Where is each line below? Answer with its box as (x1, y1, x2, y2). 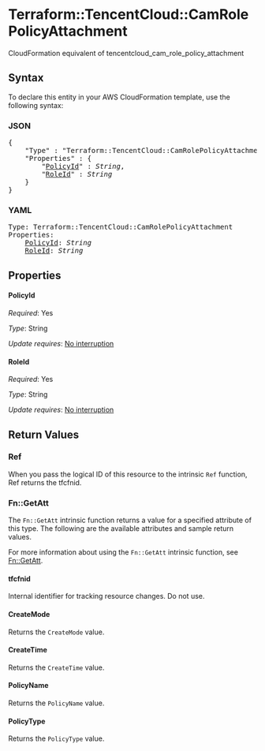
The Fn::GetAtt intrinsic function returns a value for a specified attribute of (8, 515, 252, 525)
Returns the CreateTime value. (8, 663, 105, 672)
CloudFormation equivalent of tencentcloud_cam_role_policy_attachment (8, 48, 244, 58)
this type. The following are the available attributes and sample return (8, 524, 234, 533)
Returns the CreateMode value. (8, 627, 105, 637)
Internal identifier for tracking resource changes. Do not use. (8, 592, 205, 601)
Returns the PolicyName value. (8, 698, 105, 708)
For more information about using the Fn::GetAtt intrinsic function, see (8, 547, 239, 557)
